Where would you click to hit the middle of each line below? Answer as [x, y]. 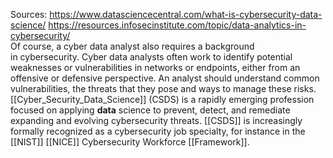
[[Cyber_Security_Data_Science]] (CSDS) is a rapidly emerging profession [162, 99]
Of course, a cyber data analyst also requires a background [132, 46]
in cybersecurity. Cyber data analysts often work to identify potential [151, 57]
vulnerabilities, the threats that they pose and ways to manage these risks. [163, 88]
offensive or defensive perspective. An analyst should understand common [165, 78]
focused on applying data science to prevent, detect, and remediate [150, 110]
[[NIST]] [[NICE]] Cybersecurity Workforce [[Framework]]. [130, 142]
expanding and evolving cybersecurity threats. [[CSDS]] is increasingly [156, 120]
